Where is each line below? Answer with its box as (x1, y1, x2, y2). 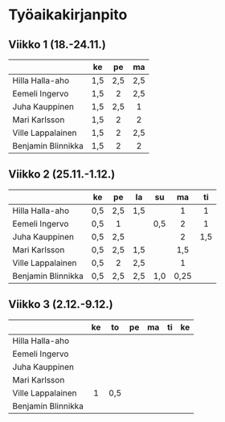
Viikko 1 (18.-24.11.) (8, 38, 106, 51)
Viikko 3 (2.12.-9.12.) (8, 297, 114, 311)
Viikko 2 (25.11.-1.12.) (8, 167, 116, 182)
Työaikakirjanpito (8, 6, 128, 24)
